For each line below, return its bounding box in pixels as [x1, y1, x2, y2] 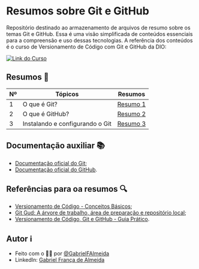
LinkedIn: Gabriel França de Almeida [14, 256, 105, 264]
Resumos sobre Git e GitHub [6, 4, 150, 18]
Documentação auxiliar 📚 [6, 141, 105, 151]
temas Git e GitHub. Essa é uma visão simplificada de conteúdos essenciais [6, 30, 193, 37]
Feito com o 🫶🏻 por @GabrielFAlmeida [14, 250, 110, 257]
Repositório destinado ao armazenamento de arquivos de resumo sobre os [6, 24, 191, 31]
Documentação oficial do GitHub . [14, 166, 98, 173]
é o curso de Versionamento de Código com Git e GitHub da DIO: [6, 43, 167, 50]
